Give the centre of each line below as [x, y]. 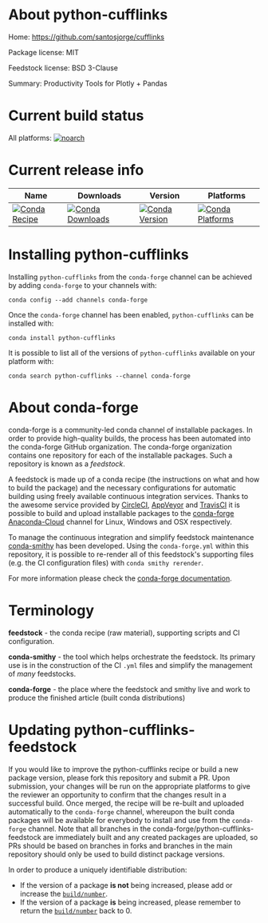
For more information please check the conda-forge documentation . [120, 578]
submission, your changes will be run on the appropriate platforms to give [130, 786]
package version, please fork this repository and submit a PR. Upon [119, 777]
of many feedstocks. [42, 673]
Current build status [76, 116]
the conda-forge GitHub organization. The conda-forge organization [120, 446]
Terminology [51, 610]
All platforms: [30, 138]
